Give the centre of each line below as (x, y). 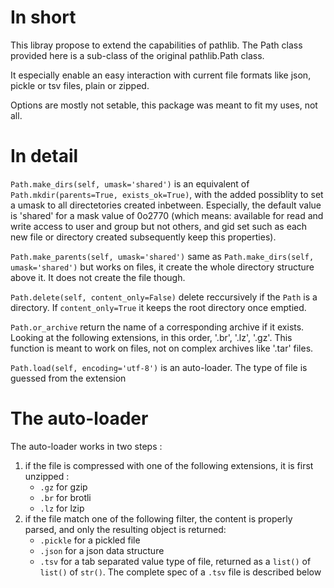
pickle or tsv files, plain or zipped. (80, 85)
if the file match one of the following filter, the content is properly (158, 518)
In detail (44, 156)
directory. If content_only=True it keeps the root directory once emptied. (158, 307)
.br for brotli (65, 497)
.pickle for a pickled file (90, 540)
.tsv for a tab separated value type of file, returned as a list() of (175, 561)
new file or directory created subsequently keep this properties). (143, 237)
